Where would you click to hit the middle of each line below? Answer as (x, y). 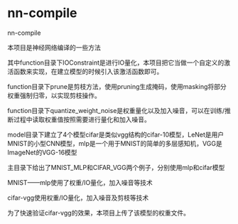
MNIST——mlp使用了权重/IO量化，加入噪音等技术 (80, 182)
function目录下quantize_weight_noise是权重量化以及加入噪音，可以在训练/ (116, 110)
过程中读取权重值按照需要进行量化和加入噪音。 (82, 119)
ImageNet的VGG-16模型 (42, 152)
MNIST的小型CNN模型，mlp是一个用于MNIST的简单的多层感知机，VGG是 (115, 143)
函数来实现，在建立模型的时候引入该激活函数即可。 (88, 71)
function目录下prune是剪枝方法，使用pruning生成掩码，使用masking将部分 (117, 86)
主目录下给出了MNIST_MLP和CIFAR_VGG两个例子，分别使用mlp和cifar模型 (116, 167)
